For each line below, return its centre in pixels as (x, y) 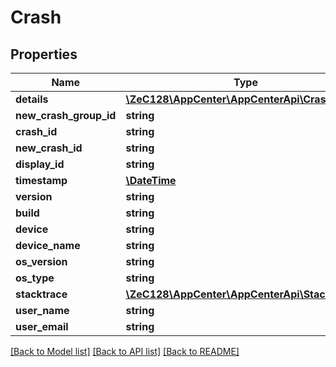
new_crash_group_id (66, 115)
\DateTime (151, 180)
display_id (40, 164)
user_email (42, 326)
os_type (35, 278)
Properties (44, 54)
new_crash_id (49, 148)
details (32, 99)
